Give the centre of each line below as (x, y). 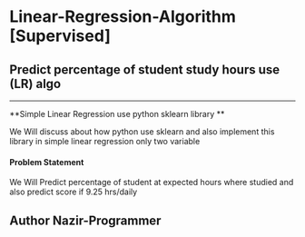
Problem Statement (47, 162)
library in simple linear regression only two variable (105, 141)
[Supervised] (60, 36)
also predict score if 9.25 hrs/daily (74, 192)
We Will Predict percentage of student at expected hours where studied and (152, 183)
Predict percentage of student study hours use (145, 69)
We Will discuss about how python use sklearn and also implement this (142, 132)
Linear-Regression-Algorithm (123, 17)
